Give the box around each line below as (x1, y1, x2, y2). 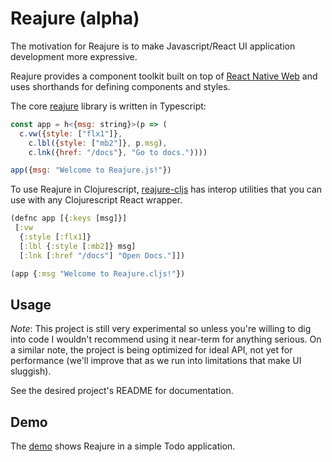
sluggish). (10, 365, 52, 377)
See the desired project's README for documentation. (10, 385, 234, 397)
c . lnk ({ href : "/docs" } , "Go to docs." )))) (28, 147, 208, 157)
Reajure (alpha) (10, 7, 140, 30)
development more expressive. (10, 50, 138, 62)
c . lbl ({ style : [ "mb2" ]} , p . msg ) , (28, 138, 168, 148)
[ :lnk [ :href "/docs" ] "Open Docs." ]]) (19, 250, 186, 261)
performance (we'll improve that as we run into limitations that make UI (10, 355, 302, 367)
